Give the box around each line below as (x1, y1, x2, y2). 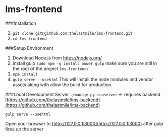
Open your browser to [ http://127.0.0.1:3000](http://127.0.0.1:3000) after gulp (5, 120, 163, 126)
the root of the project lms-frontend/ (12, 65, 89, 72)
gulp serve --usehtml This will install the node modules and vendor (12, 76, 153, 82)
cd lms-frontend (12, 36, 47, 41)
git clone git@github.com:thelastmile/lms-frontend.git (12, 31, 133, 36)
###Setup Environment (5, 45, 53, 51)
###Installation (5, 20, 36, 26)
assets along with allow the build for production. (12, 82, 113, 88)
